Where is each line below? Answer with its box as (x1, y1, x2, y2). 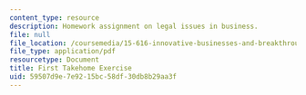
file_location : (9, 38, 67, 48)
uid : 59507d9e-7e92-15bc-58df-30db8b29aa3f (9, 72, 178, 81)
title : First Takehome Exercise (9, 64, 132, 73)
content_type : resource (9, 13, 100, 23)
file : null (9, 30, 51, 39)
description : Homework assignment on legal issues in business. (9, 22, 259, 31)
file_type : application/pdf (9, 47, 117, 56)
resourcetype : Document (9, 55, 100, 64)
